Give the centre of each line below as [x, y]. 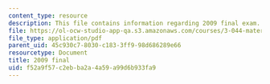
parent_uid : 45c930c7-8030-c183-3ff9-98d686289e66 [95, 46]
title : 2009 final [39, 61]
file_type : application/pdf [55, 38]
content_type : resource [48, 16]
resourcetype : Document [48, 53]
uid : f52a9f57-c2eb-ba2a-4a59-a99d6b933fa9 [82, 68]
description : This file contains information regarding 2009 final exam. [135, 23]
